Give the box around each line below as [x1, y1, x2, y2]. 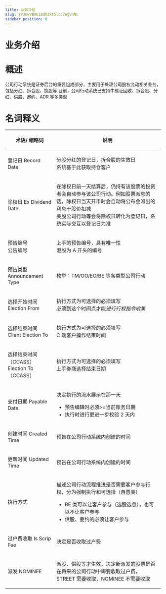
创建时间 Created [7, 430, 48, 437]
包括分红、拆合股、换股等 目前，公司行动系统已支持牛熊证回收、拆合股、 [5, 87, 154, 93]
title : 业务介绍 [5, 7, 36, 12]
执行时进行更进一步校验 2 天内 [65, 411, 135, 418]
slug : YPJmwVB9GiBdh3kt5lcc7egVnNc [5, 12, 79, 17]
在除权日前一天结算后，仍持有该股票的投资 [56, 183, 156, 190]
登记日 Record [7, 157, 41, 164]
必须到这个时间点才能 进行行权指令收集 [56, 305, 146, 312]
